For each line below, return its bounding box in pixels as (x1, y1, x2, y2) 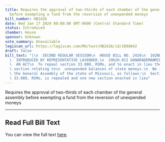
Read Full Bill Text (5, 118, 60, 127)
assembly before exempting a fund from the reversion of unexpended (5, 94, 146, 100)
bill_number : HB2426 (5, 16, 48, 21)
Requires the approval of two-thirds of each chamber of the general (5, 89, 142, 95)
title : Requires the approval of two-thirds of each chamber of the (5, 7, 148, 12)
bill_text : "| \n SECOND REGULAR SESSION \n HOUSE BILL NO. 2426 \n (5, 53, 146, 58)
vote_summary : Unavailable (5, 39, 60, 44)
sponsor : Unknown (5, 35, 41, 40)
